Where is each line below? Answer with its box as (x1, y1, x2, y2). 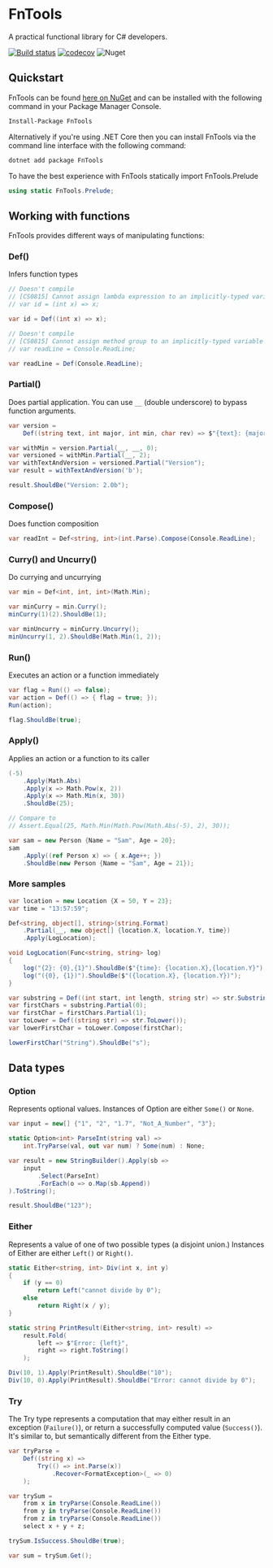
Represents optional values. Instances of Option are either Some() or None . (8, 1104, 254, 1114)
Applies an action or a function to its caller (8, 753, 150, 763)
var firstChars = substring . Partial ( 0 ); (8, 1001, 148, 1009)
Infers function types (8, 269, 79, 279)
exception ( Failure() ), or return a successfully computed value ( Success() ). (8, 1422, 262, 1432)
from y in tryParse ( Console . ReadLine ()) (23, 1507, 162, 1515)
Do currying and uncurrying (8, 573, 102, 582)
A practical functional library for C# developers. (8, 32, 168, 41)
